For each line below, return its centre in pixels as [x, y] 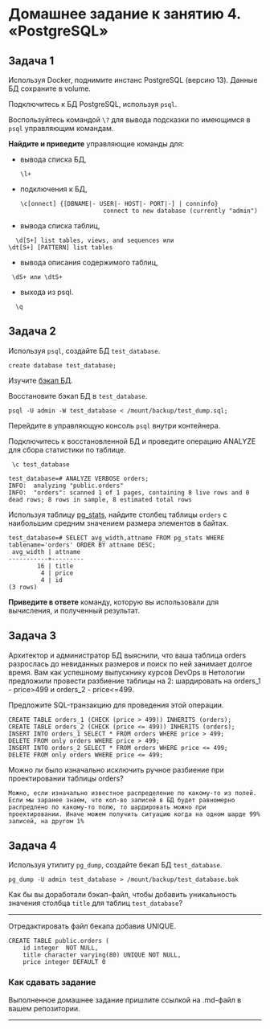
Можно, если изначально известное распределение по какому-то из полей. [133, 793]
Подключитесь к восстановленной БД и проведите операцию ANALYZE [132, 441]
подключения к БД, [53, 189]
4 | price [57, 573]
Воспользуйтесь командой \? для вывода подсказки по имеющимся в [129, 120]
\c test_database [41, 464]
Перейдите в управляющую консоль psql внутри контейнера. [115, 425]
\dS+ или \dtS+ [37, 277]
